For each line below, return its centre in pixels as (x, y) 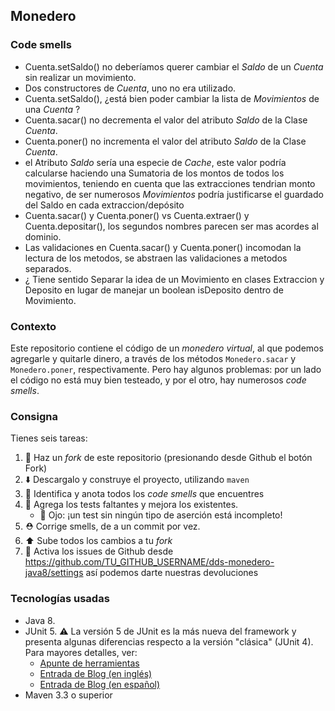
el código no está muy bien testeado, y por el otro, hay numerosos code (158, 380)
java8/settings (54, 573)
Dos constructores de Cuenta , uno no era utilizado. (130, 88)
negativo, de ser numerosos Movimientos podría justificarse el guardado (174, 194)
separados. (48, 268)
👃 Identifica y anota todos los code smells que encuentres (144, 494)
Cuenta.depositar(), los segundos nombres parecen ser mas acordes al (171, 226)
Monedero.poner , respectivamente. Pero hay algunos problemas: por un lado (166, 369)
